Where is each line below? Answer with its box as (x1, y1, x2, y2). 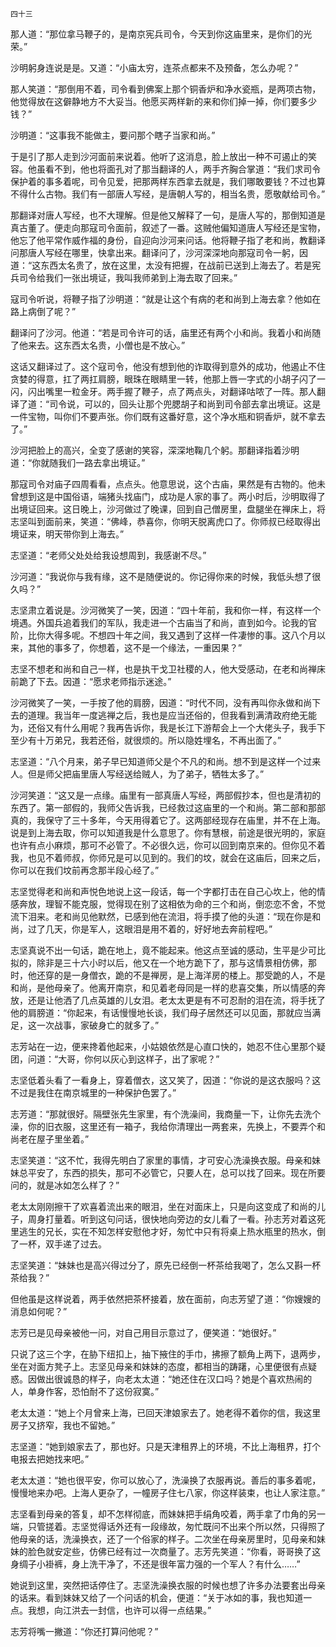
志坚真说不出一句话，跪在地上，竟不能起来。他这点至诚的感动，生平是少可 (10, 944, 317, 956)
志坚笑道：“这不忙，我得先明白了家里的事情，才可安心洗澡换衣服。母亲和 (10, 1154, 313, 1166)
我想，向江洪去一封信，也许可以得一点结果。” (27, 1604, 212, 1616)
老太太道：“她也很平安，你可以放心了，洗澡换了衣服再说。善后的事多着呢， (10, 1474, 322, 1486)
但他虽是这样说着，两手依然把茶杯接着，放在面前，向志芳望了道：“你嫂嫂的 (10, 1293, 322, 1305)
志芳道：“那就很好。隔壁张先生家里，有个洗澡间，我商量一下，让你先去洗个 (10, 1108, 322, 1120)
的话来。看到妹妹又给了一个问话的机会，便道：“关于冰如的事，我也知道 (10, 1592, 304, 1603)
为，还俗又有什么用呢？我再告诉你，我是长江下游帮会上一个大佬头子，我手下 (10, 722, 326, 733)
